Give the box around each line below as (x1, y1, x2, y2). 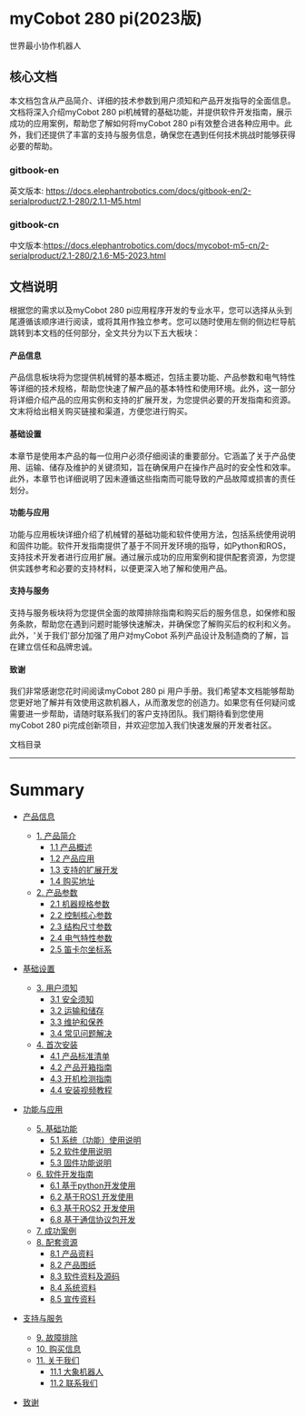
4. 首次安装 (35, 1039, 79, 1050)
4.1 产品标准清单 (49, 1051, 111, 1062)
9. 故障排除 (35, 1332, 78, 1343)
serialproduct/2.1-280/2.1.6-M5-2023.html (9, 251, 166, 262)
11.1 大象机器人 (49, 1366, 104, 1377)
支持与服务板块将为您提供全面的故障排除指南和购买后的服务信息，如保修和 (9, 607, 288, 618)
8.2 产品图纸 (49, 1260, 97, 1271)
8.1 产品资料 (49, 1248, 94, 1259)
